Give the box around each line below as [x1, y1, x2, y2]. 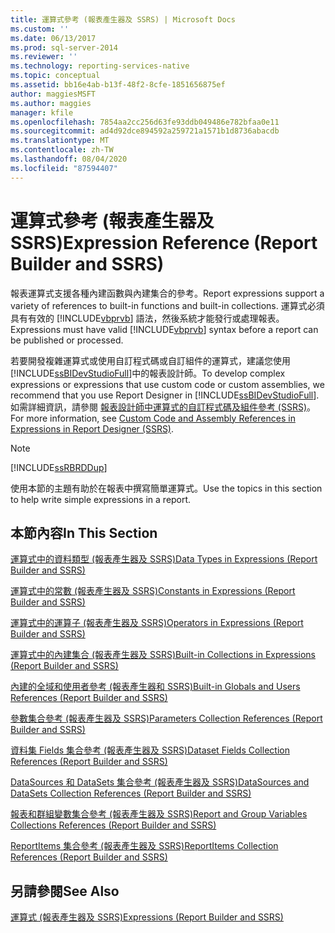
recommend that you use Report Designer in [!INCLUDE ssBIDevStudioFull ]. [10, 389, 320, 401]
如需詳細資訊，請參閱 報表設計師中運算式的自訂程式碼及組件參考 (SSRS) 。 [10, 401, 317, 413]
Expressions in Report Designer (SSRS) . [10, 422, 175, 435]
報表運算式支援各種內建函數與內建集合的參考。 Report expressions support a [10, 287, 325, 299]
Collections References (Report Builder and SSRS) [10, 819, 217, 831]
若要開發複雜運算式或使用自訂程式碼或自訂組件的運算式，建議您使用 [10, 354, 291, 366]
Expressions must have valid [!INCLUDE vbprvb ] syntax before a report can [10, 323, 319, 335]
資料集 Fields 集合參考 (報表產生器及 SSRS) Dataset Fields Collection [10, 744, 290, 756]
